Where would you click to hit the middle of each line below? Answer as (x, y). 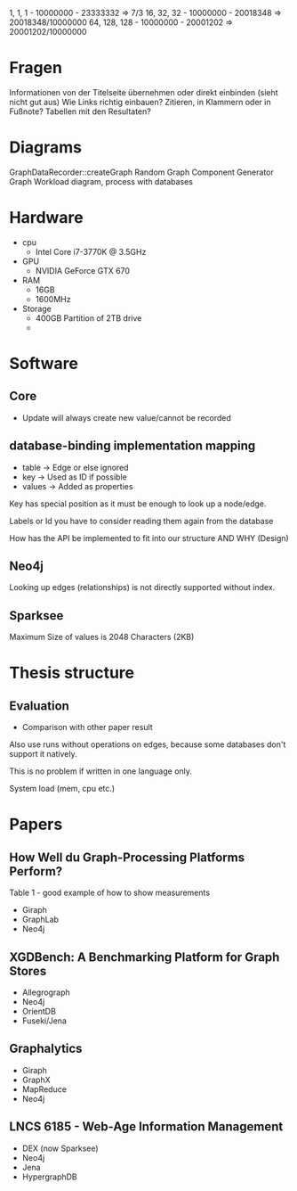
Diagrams (46, 148)
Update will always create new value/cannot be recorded (126, 417)
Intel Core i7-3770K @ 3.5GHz (91, 251)
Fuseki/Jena (44, 1021)
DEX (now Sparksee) (60, 1148)
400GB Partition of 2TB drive (88, 318)
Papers (36, 825)
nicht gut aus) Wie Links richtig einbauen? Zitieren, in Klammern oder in (140, 102)
